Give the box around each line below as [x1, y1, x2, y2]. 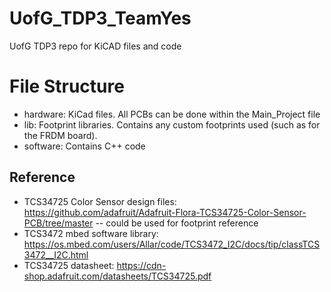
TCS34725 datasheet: [23, 259, 115, 271]
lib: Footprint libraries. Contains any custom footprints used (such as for [23, 118, 321, 131]
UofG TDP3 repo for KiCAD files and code [9, 40, 182, 52]
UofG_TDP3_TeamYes [9, 7, 192, 30]
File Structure [9, 75, 125, 98]
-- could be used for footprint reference [95, 217, 259, 229]
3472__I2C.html [23, 248, 89, 261]
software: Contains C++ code [23, 140, 146, 152]
